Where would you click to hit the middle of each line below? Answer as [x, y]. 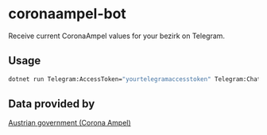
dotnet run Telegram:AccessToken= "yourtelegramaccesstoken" [110, 79]
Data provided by [52, 104]
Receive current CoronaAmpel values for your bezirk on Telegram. [116, 36]
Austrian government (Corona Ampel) [70, 123]
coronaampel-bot [68, 14]
